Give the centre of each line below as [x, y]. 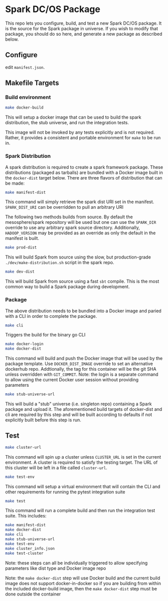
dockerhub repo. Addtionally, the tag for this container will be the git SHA [81, 369]
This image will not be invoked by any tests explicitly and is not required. [80, 132]
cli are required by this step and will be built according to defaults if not [79, 415]
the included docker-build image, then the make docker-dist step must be [81, 588]
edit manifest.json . [25, 67]
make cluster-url [23, 447]
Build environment [28, 98]
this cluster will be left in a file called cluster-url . [56, 467]
